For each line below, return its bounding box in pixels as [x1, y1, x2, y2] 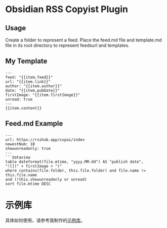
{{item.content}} [5, 105, 42, 110]
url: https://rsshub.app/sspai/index [5, 137, 85, 142]
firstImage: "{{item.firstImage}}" [5, 92, 80, 97]
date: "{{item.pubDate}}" [5, 88, 60, 93]
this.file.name [5, 173, 37, 178]
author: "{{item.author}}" [5, 83, 62, 89]
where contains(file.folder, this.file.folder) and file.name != [5, 168, 146, 173]
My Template [5, 57, 48, 66]
